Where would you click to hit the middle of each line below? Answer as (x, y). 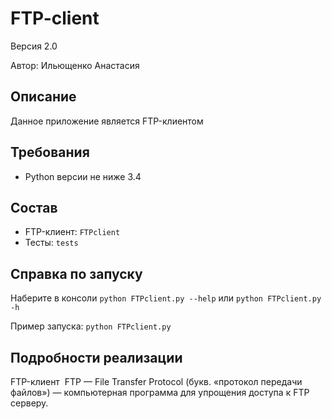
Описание (43, 97)
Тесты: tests (51, 243)
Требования (50, 152)
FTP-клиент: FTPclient (72, 232)
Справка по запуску (76, 273)
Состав (34, 207)
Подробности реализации (96, 357)
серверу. (29, 403)
